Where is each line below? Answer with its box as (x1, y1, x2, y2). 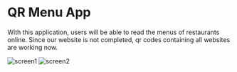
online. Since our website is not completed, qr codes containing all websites (7, 35, 231, 43)
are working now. (7, 43, 58, 51)
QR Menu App (7, 4, 91, 21)
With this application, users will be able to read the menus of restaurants (7, 28, 220, 36)
